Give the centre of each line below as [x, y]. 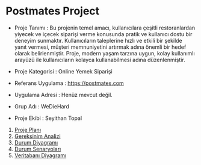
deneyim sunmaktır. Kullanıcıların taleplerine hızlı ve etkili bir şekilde [98, 40]
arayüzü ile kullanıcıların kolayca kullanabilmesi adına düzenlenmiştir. [100, 60]
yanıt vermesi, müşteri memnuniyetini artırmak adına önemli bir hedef [100, 47]
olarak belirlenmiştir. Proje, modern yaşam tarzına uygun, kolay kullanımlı [104, 53]
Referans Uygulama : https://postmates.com [69, 83]
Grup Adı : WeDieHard [42, 106]
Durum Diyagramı [36, 142]
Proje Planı [28, 129]
